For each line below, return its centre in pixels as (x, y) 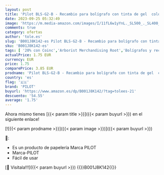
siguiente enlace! (22, 119)
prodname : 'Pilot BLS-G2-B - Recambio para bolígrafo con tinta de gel (79, 73)
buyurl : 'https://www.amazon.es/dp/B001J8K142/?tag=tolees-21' (71, 91)
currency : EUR (20, 59)
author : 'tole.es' (24, 37)
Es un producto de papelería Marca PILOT (54, 148)
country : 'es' (20, 78)
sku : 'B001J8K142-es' (27, 46)
